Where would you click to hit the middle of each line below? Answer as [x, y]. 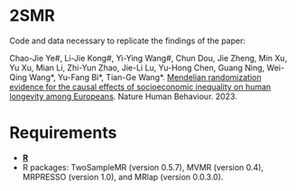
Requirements [63, 133]
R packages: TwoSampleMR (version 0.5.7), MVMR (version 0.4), [143, 167]
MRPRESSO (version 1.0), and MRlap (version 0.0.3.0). [123, 177]
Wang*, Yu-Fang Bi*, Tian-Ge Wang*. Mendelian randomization [145, 77]
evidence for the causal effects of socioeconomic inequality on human [140, 86]
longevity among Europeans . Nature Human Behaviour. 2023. [123, 96]
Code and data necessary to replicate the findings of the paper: [128, 41]
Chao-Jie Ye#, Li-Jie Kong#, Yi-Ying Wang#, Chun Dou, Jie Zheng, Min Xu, [148, 58]
